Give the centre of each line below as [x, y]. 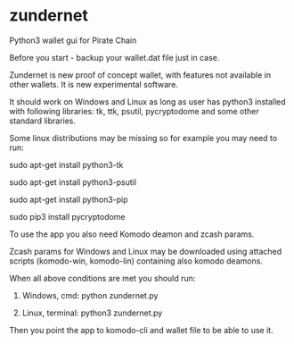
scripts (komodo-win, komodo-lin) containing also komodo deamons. [136, 261]
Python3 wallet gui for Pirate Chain [73, 40]
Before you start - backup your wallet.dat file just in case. [114, 57]
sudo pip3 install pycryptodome [68, 216]
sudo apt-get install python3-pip [69, 199]
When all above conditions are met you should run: [102, 278]
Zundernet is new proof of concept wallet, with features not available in [140, 75]
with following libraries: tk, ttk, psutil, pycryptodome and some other [135, 111]
